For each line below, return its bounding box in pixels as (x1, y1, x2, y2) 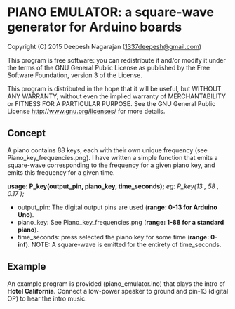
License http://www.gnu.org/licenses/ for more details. (7, 107, 166, 115)
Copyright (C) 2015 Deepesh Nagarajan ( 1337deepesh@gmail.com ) (7, 42, 202, 51)
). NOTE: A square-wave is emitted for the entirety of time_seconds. (25, 240, 222, 249)
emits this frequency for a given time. (7, 168, 115, 176)
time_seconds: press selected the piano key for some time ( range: (17, 232, 210, 241)
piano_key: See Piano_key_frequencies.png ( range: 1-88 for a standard (17, 218, 224, 226)
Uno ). (17, 210, 34, 218)
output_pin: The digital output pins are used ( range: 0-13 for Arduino (17, 203, 217, 211)
